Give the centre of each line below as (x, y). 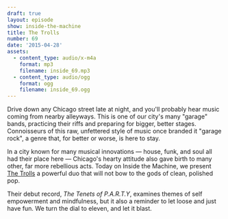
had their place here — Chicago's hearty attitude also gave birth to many (110, 159)
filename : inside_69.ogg (55, 90)
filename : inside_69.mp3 (55, 70)
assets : (18, 52)
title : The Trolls (33, 33)
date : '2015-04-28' (35, 45)
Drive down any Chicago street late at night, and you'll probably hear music (113, 109)
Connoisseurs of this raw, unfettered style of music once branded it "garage (114, 131)
